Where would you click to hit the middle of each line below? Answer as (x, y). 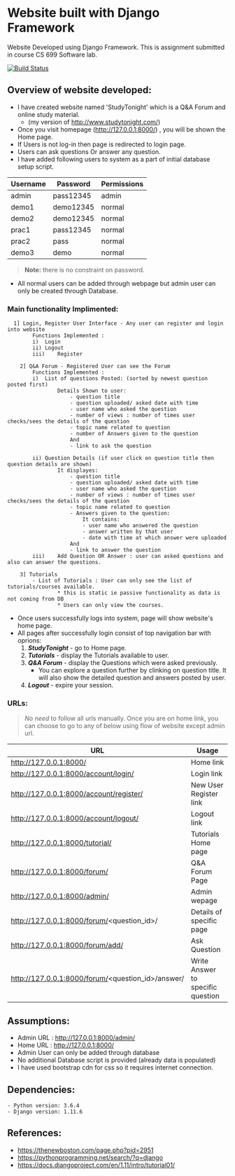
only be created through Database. (67, 290)
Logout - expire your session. (71, 685)
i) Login (47, 342)
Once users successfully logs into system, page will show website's (115, 618)
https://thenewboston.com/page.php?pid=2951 (85, 1150)
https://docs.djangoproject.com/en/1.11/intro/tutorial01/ (96, 1165)
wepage (205, 901)
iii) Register (57, 354)
